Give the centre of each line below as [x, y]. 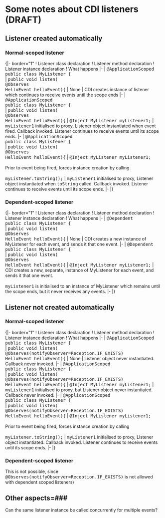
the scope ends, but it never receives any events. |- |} [60, 292]
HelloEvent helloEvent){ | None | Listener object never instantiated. [80, 358]
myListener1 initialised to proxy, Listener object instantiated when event [81, 126]
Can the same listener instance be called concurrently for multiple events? [82, 510]
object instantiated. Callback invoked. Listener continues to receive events [82, 442]
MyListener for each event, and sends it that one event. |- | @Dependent [79, 244]
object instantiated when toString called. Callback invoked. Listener [77, 183]
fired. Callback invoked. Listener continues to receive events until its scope [82, 131]
